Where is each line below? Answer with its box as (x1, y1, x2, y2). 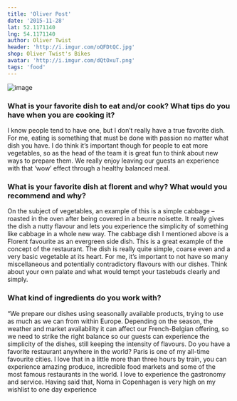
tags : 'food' (7, 64, 46, 71)
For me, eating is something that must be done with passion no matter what (7, 133, 229, 142)
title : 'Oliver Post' (7, 10, 72, 18)
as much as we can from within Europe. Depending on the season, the (7, 317, 214, 325)
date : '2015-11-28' (7, 17, 65, 24)
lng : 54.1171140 (7, 30, 56, 38)
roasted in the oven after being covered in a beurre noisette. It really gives (7, 215, 224, 223)
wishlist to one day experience (7, 385, 98, 393)
